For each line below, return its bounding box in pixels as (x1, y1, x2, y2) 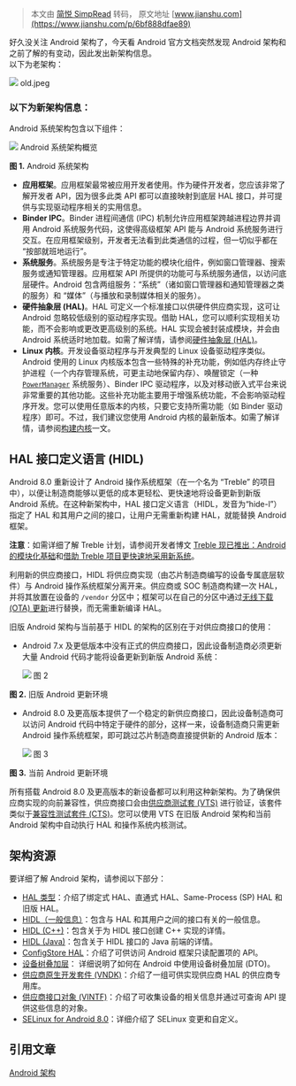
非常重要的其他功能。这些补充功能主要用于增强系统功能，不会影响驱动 (21, 389, 278, 401)
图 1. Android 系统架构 (9, 161, 89, 172)
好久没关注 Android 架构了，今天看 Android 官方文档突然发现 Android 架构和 (9, 37, 287, 47)
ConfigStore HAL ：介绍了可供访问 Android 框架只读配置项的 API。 (21, 947, 263, 958)
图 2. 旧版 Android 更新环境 (9, 689, 109, 700)
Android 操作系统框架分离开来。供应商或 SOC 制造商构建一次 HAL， (34, 581, 283, 591)
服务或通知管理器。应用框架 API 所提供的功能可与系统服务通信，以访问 (21, 268, 280, 279)
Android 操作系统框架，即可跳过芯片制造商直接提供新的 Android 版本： (21, 730, 280, 741)
